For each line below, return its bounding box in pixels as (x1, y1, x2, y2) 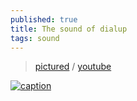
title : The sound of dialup (10, 24, 128, 34)
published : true (10, 14, 78, 25)
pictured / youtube (34, 61, 112, 73)
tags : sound (10, 33, 60, 43)
